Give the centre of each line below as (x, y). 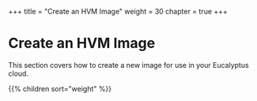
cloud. (19, 73)
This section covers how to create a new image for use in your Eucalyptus (128, 65)
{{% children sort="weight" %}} (60, 88)
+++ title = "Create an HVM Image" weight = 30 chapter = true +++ (118, 11)
